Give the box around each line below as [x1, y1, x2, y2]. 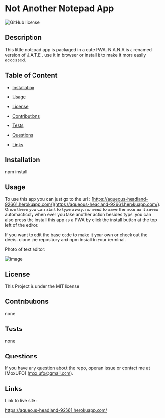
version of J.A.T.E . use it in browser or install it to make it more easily [5, 52, 146, 58]
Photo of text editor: [5, 246, 46, 252]
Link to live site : [5, 398, 38, 404]
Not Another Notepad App [5, 3, 114, 14]
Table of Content [5, 71, 58, 80]
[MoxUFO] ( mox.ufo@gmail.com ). [5, 370, 74, 376]
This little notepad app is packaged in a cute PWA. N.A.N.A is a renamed [5, 46, 152, 52]
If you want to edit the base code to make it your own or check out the [5, 232, 148, 238]
